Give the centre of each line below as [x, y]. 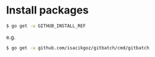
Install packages [47, 10]
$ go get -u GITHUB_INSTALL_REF [46, 26]
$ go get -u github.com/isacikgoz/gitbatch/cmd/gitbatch [78, 48]
